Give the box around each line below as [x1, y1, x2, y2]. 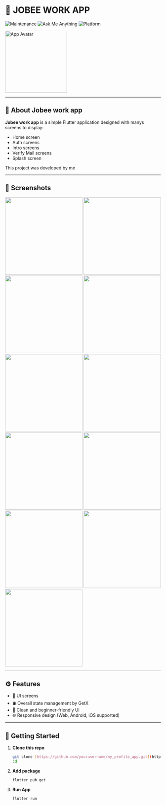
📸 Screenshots [5, 184, 51, 192]
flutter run [12, 796, 37, 801]
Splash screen [12, 155, 42, 161]
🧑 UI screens [12, 693, 39, 699]
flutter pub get [12, 777, 46, 782]
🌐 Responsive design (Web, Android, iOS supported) [12, 712, 120, 718]
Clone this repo [12, 745, 44, 751]
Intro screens [12, 145, 40, 151]
